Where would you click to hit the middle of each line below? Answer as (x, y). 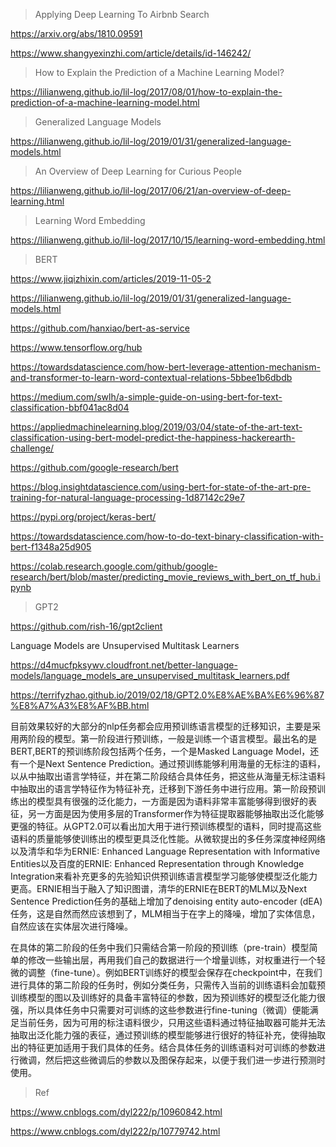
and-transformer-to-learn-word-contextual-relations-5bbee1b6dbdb (151, 377)
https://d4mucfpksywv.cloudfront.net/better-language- (124, 665)
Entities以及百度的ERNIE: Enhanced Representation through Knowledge (157, 863)
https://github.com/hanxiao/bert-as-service (100, 328)
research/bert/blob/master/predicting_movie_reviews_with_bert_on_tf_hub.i (165, 577)
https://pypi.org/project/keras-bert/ (83, 517)
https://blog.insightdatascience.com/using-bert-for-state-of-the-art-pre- (161, 487)
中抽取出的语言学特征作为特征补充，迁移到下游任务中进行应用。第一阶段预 (163, 788)
